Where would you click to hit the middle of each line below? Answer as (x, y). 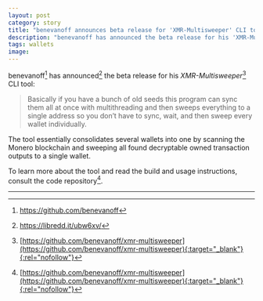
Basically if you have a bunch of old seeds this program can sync (132, 99)
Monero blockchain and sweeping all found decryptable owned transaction (129, 147)
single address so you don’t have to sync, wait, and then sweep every (140, 115)
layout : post (29, 15)
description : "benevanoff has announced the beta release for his (119, 37)
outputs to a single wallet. (50, 156)
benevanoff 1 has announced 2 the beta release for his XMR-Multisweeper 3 (127, 75)
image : (19, 52)
